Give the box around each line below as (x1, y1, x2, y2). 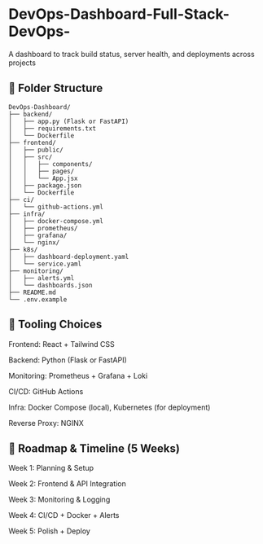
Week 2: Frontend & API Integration (8, 479, 126, 489)
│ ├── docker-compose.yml (8, 217, 104, 225)
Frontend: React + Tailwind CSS (8, 339, 116, 349)
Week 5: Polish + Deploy (8, 526, 91, 536)
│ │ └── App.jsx (8, 174, 79, 182)
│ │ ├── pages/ (8, 167, 75, 175)
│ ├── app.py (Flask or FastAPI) (8, 117, 129, 125)
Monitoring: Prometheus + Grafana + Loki (8, 371, 148, 380)
